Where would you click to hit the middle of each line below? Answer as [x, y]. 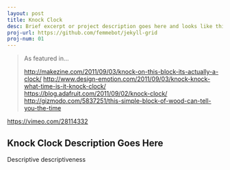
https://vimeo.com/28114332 [48, 121]
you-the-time [42, 108]
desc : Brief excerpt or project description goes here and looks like [110, 26]
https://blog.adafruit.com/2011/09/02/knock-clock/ [95, 94]
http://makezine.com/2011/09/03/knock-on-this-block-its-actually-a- [121, 72]
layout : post [26, 13]
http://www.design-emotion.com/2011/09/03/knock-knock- [127, 79]
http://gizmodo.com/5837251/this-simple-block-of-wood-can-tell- [117, 101]
